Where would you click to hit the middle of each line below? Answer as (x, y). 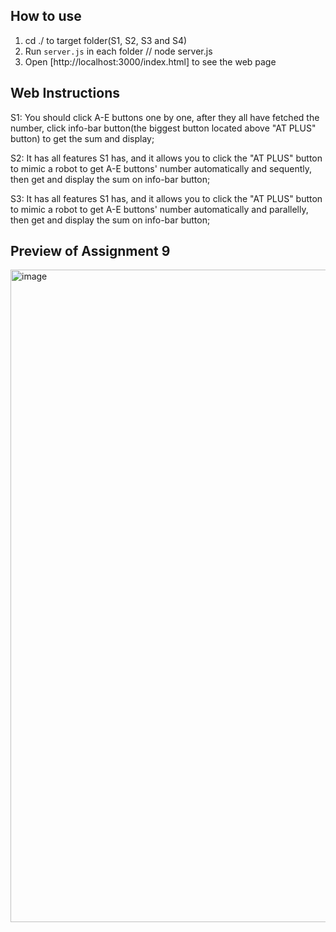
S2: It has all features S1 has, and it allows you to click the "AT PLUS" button (166, 158)
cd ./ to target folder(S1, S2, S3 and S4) (106, 40)
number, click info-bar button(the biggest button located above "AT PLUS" (163, 128)
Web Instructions (65, 93)
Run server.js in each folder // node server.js (118, 51)
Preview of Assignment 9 (90, 251)
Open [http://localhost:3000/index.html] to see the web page (150, 61)
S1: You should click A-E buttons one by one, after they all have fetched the (165, 117)
